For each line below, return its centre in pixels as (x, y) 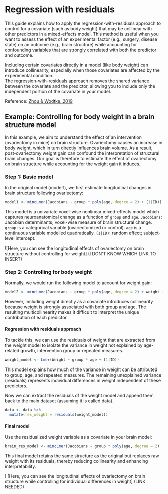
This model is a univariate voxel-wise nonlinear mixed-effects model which (82, 211)
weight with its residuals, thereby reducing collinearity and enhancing (77, 461)
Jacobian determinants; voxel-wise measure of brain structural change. (79, 222)
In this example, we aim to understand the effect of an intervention (74, 137)
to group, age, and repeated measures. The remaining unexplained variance (83, 375)
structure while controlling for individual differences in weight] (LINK (75, 481)
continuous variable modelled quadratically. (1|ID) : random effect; (74, 233)
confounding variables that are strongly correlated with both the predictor (81, 50)
